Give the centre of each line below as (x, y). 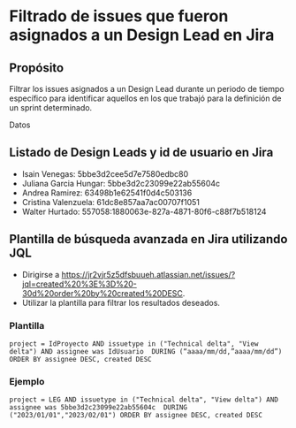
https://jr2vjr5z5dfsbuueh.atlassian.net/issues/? (148, 274)
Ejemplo (27, 381)
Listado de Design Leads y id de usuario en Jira (141, 153)
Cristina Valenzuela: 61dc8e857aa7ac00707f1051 (111, 202)
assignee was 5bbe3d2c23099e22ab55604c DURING (99, 408)
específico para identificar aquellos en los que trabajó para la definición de (145, 98)
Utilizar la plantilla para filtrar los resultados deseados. (121, 302)
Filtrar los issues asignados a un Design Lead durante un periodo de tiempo (147, 89)
